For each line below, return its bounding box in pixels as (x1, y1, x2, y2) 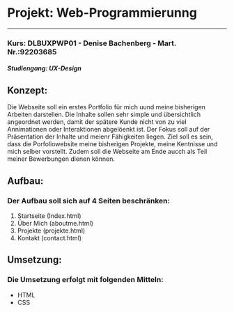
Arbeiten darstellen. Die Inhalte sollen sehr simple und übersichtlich (7, 110, 201, 119)
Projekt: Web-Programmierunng (7, 5, 197, 21)
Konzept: (7, 84, 48, 96)
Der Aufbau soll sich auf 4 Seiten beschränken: (7, 196, 171, 205)
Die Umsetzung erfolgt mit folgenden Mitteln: (7, 275, 164, 285)
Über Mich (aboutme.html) (17, 219, 94, 227)
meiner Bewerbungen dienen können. (7, 155, 116, 163)
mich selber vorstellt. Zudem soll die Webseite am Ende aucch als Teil (7, 148, 208, 156)
